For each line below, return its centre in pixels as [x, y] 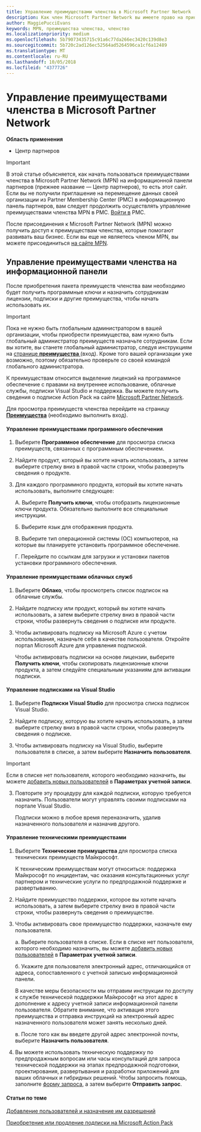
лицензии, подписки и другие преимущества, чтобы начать [83, 299]
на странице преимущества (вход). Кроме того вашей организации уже [99, 354]
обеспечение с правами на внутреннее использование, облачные [91, 385]
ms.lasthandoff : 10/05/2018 [41, 62]
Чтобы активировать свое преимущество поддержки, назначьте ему [103, 924]
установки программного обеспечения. [66, 563]
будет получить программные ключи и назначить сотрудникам [87, 292]
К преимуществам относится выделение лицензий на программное [94, 378]
